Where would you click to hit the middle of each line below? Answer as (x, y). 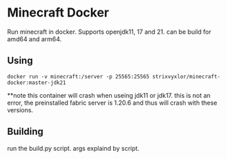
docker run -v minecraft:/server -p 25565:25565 (78, 76)
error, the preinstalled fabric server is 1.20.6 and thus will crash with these (112, 103)
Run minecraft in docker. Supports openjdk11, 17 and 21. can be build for (109, 32)
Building (25, 132)
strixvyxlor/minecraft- (186, 76)
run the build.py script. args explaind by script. (73, 148)
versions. (20, 110)
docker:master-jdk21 (37, 83)
